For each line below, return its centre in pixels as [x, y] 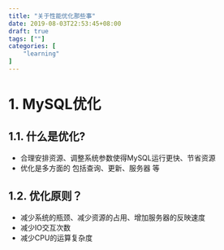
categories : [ [32, 46]
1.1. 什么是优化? [47, 136]
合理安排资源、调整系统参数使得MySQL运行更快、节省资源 [118, 158]
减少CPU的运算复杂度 [56, 238]
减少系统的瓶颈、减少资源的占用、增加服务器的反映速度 [112, 217]
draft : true [28, 31]
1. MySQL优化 [55, 105]
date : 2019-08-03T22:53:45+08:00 [65, 24]
